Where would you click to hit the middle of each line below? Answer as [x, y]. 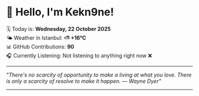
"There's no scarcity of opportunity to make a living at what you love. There [99, 75]
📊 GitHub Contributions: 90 [40, 46]
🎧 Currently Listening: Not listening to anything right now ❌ [79, 55]
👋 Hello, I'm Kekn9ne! [60, 12]
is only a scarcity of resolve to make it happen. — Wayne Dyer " [84, 81]
